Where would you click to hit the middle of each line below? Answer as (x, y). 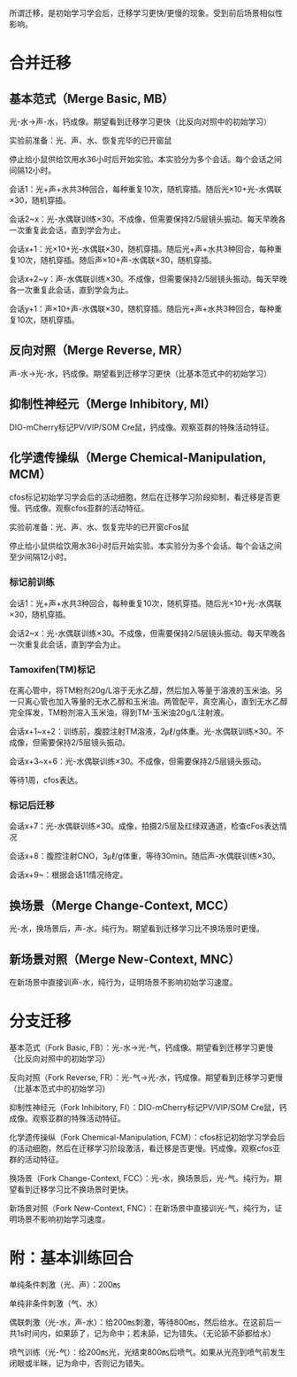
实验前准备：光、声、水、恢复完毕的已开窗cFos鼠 (99, 527)
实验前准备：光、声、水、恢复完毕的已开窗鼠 (91, 140)
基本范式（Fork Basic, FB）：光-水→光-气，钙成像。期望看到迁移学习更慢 (141, 1047)
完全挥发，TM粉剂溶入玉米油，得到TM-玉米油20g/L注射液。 (119, 712)
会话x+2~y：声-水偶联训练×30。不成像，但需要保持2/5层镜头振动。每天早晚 (148, 279)
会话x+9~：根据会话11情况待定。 (69, 875)
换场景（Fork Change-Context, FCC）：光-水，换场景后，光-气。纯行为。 (142, 1178)
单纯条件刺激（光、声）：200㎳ (65, 1284)
